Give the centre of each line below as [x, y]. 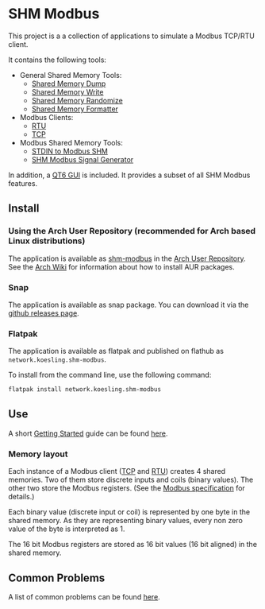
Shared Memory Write [67, 91]
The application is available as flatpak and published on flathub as [116, 351]
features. [23, 183]
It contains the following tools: [58, 60]
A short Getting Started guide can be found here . [88, 433]
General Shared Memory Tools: [71, 75]
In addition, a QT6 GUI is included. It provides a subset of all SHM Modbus [129, 175]
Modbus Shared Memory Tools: [71, 142]
